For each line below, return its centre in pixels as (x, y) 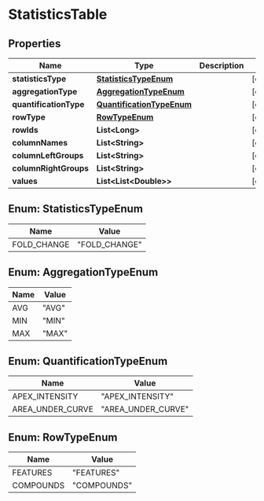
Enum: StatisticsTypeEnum (76, 209)
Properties (35, 44)
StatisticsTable (58, 15)
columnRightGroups (50, 168)
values (25, 181)
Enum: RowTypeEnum (63, 437)
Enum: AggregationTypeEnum (83, 273)
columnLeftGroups (48, 155)
